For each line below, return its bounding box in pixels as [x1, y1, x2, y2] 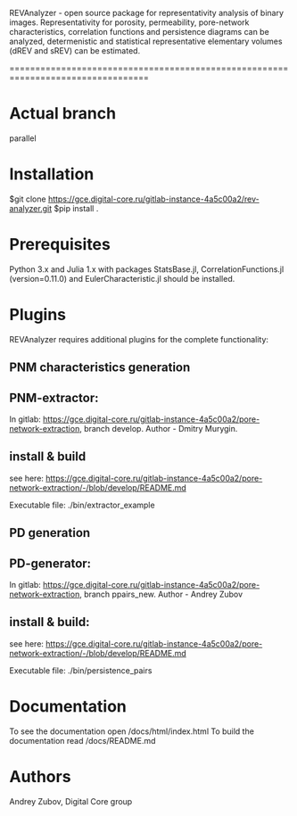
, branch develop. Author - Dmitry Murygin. [78, 423, 238, 433]
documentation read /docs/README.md [9, 735, 156, 746]
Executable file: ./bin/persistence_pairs [9, 664, 153, 676]
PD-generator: [9, 556, 92, 571]
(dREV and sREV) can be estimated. [9, 45, 141, 56]
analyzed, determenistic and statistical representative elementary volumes [9, 36, 283, 46]
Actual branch [9, 103, 117, 124]
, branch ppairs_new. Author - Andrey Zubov [78, 589, 243, 599]
